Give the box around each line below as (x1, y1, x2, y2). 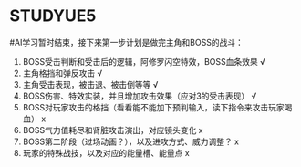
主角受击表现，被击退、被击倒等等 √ (22, 78, 159, 89)
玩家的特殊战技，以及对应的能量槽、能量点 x (22, 147, 190, 158)
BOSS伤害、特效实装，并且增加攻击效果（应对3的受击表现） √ (22, 90, 257, 101)
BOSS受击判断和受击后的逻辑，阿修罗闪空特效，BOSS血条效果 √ (22, 56, 266, 67)
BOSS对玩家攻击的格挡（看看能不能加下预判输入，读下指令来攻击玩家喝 (22, 101, 293, 112)
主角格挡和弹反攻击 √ (22, 68, 103, 78)
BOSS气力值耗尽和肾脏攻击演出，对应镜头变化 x (22, 124, 203, 135)
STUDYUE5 (9, 5, 97, 26)
